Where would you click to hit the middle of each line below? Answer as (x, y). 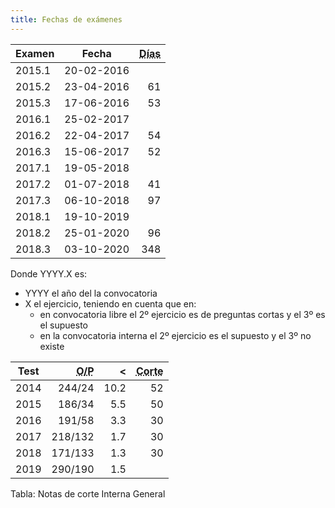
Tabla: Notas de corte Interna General (88, 493)
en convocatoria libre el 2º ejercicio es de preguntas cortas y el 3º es (182, 314)
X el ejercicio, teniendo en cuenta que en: (110, 303)
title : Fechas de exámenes (66, 19)
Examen (35, 53)
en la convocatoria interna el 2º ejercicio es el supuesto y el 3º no (175, 335)
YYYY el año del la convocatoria (91, 293)
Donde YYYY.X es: (49, 273)
